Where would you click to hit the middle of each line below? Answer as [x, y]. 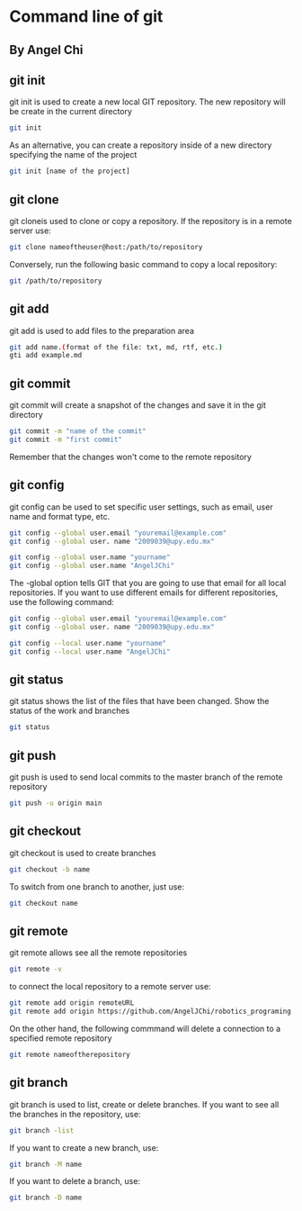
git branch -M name [46, 1164]
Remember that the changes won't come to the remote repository [130, 456]
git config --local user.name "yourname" [88, 643]
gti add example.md [46, 356]
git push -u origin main [56, 803]
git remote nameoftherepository [70, 1055]
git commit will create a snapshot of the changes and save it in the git [138, 405]
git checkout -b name [50, 869]
